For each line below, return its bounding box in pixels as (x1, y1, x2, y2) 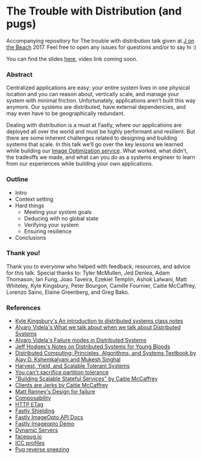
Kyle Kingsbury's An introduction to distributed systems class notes (14, 317, 183, 325)
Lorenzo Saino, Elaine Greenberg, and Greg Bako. (6, 288, 130, 296)
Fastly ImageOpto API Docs (14, 414, 83, 421)
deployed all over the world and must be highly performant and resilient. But (6, 128, 195, 135)
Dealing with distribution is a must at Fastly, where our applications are (6, 122, 182, 129)
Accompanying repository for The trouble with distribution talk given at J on (6, 37, 195, 44)
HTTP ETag (14, 401, 44, 408)
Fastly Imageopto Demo (14, 420, 75, 428)
